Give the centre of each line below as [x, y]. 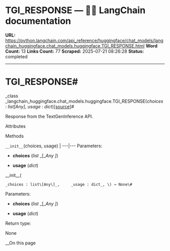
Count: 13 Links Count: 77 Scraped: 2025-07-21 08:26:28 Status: [75, 51]
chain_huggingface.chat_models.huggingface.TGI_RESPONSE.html [75, 46]
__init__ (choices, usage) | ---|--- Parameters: [54, 146]
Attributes [16, 126]
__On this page [21, 243]
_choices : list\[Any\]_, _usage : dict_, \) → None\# [69, 184]
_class [12, 96]
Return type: [18, 223]
